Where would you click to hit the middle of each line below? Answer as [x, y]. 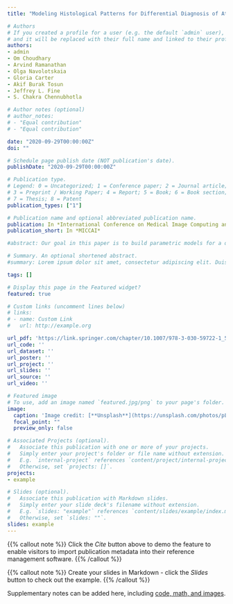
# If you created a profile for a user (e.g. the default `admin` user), [116, 33]
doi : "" [18, 148]
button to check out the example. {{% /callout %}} [79, 580]
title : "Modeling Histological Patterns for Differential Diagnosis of [113, 14]
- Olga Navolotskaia [37, 71]
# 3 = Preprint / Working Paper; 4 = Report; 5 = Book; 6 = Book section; [118, 192]
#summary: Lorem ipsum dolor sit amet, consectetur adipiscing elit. [110, 262]
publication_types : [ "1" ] [44, 205]
